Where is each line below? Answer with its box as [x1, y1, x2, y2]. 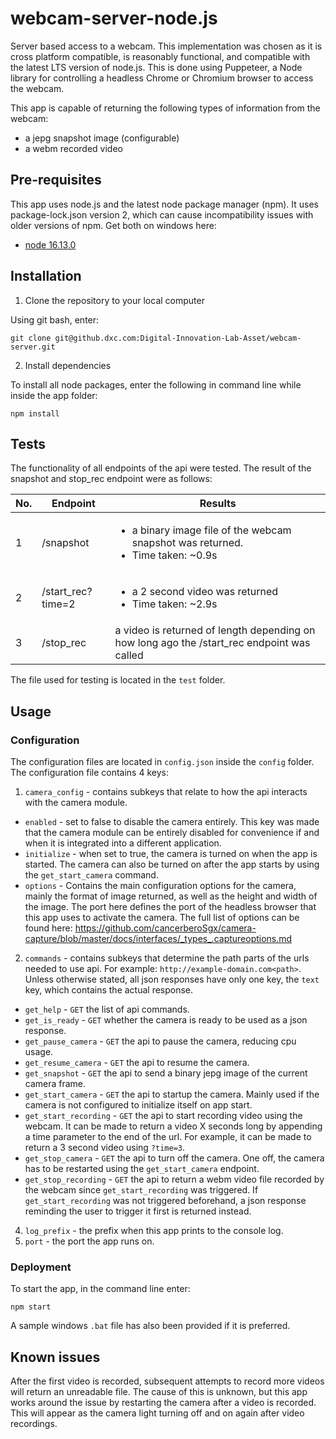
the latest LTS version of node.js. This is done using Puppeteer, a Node [10, 61, 303, 73]
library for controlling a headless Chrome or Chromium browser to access [10, 72, 314, 84]
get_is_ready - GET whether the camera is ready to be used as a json [24, 1014, 308, 1026]
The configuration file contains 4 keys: [10, 767, 169, 779]
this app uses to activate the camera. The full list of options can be [24, 912, 300, 924]
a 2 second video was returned [131, 585, 279, 599]
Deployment [10, 1260, 72, 1274]
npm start [10, 1302, 52, 1312]
